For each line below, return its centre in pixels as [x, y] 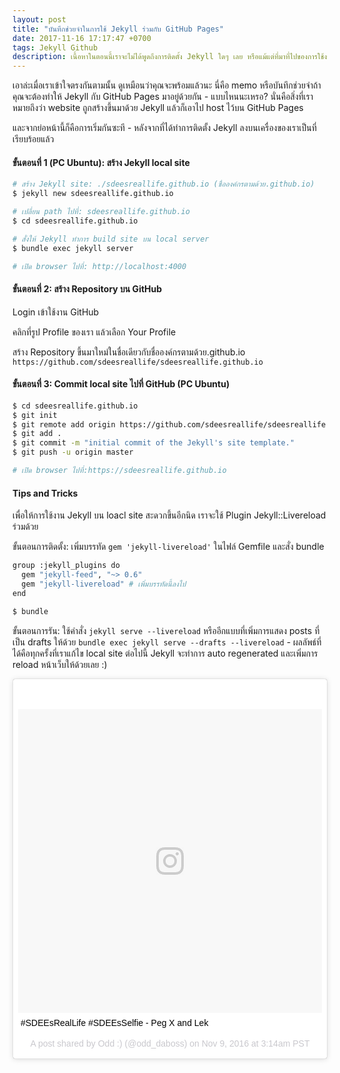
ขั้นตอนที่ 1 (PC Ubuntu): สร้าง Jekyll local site [101, 162]
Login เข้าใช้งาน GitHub [56, 312]
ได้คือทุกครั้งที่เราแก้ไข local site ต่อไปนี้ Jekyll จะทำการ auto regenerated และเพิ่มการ [165, 653]
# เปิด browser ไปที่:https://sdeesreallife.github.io [119, 471]
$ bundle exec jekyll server [73, 248]
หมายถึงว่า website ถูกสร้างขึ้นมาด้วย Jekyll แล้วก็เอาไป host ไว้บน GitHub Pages [158, 108]
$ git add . [37, 434]
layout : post [39, 19]
